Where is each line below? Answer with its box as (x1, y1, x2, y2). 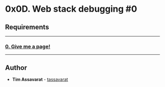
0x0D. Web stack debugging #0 (5, 3, 137, 15)
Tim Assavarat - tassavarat (12, 77, 68, 83)
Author (5, 64, 27, 72)
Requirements (5, 23, 49, 31)
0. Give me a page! (5, 43, 51, 50)
